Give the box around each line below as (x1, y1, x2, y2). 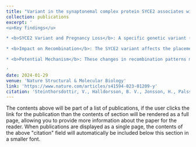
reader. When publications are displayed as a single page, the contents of (6, 123, 183, 130)
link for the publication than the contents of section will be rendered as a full (6, 111, 189, 118)
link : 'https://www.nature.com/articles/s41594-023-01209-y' (6, 83, 158, 89)
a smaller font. (6, 135, 41, 143)
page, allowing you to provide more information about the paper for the (6, 117, 177, 124)
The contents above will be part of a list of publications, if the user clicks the (6, 104, 190, 111)
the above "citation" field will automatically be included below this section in (6, 129, 189, 136)
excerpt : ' (6, 19, 33, 25)
